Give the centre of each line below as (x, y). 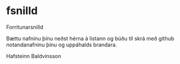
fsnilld (22, 11)
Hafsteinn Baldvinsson (34, 56)
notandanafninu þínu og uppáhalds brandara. (62, 45)
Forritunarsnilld (25, 27)
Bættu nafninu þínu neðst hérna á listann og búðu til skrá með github (90, 38)
